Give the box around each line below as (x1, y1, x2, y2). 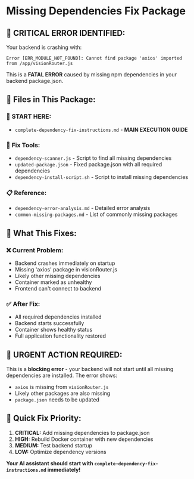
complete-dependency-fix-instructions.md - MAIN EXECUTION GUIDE (14, 126, 189, 133)
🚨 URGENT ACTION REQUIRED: (6, 350, 123, 360)
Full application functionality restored (14, 332, 106, 339)
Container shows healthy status (14, 326, 93, 333)
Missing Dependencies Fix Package (6, 4, 186, 18)
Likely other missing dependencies (14, 272, 101, 279)
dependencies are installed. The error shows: (6, 372, 118, 379)
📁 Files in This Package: (6, 94, 96, 105)
